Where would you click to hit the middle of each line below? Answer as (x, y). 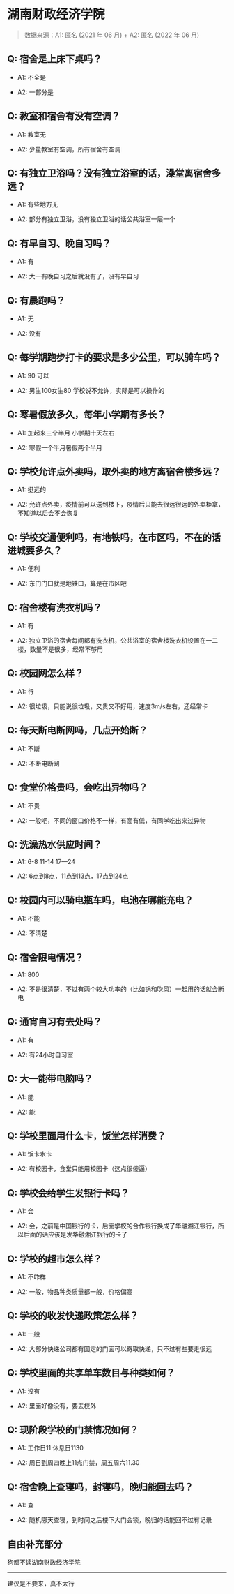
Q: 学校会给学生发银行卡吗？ (69, 1193)
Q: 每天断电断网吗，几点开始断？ (78, 730)
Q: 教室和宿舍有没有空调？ (64, 116)
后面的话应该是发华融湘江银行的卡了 (75, 1235)
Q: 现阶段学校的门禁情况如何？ (73, 1430)
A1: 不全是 (32, 77)
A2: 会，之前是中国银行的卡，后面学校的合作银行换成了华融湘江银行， (117, 1226)
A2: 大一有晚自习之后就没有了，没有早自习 (78, 276)
